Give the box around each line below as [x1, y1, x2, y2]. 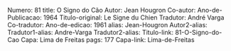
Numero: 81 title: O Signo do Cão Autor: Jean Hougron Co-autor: [7, 6, 196, 14]
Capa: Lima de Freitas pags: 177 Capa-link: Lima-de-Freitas [21, 36, 195, 44]
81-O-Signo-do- [175, 28, 222, 36]
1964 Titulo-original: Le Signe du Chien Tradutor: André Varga [43, 13, 225, 22]
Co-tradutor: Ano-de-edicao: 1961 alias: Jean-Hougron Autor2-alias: [7, 21, 208, 29]
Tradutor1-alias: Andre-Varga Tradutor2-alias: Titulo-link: [7, 28, 174, 36]
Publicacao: [7, 13, 42, 22]
